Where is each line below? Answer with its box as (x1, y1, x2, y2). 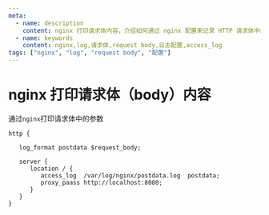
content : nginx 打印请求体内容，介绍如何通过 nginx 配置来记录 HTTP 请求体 (22, 26, 255, 34)
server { (18, 157, 48, 165)
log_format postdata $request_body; (18, 143, 142, 152)
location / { (29, 165, 74, 173)
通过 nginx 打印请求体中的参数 (8, 113, 104, 123)
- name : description (15, 19, 84, 27)
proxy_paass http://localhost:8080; (40, 178, 163, 186)
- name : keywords (15, 34, 74, 42)
